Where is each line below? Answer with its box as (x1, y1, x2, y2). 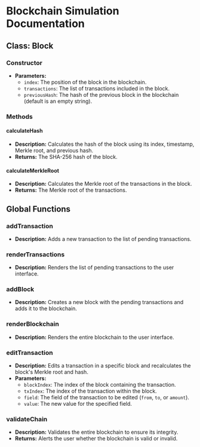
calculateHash (6, 127, 43, 134)
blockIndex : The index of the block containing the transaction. (23, 381, 176, 388)
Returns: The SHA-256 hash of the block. (14, 154, 118, 160)
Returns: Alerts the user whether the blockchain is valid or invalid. (14, 435, 178, 442)
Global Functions (6, 204, 70, 214)
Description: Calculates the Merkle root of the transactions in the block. (14, 180, 192, 188)
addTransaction (6, 222, 54, 230)
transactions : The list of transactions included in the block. (23, 85, 170, 92)
